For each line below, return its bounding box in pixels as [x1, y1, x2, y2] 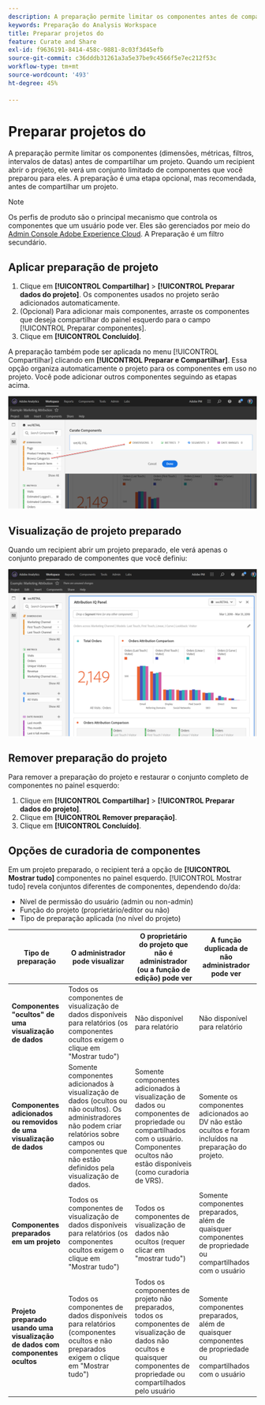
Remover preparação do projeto [8, 751, 168, 765]
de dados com [11, 1340, 60, 1350]
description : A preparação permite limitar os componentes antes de [8, 13, 238, 20]
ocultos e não [68, 1336, 113, 1345]
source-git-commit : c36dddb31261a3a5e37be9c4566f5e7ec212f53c [8, 54, 217, 62]
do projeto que [139, 939, 188, 949]
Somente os [198, 1092, 238, 1101]
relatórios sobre [68, 1130, 120, 1139]
